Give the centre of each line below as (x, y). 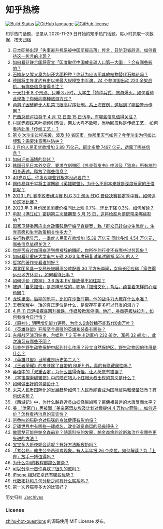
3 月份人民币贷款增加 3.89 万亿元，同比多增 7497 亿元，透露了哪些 (79, 147)
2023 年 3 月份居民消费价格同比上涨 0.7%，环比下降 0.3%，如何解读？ (83, 208)
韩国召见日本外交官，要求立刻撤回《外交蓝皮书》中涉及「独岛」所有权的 (84, 165)
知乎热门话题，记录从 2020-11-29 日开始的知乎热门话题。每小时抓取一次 (77, 33)
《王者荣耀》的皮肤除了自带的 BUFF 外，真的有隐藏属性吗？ (72, 365)
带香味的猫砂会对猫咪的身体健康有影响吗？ (55, 420)
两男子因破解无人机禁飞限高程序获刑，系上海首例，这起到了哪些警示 (80, 104)
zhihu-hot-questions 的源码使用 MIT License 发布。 (57, 521)
